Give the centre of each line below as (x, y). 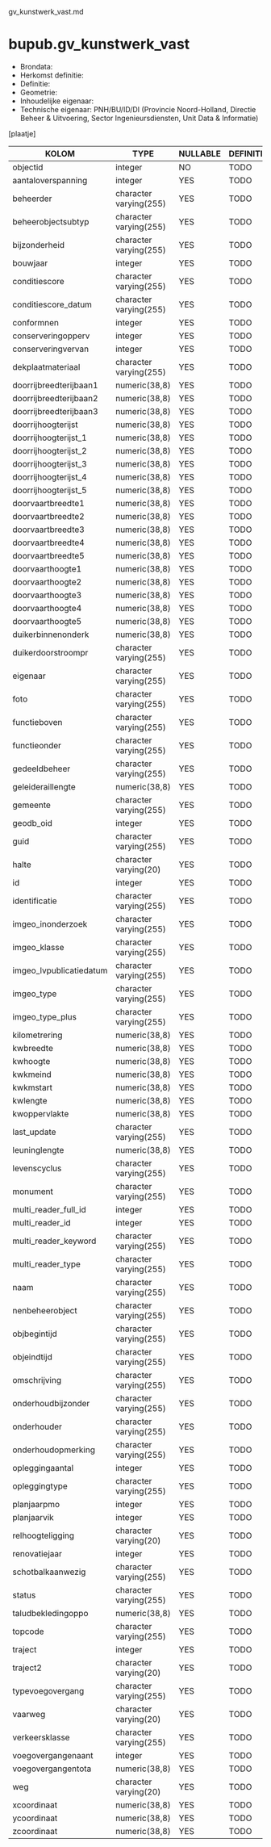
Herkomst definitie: (52, 75)
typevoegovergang (48, 1690)
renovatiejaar (38, 1553)
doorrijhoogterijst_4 (50, 477)
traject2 (27, 1668)
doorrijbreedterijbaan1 (55, 385)
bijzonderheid (39, 245)
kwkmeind (32, 1074)
